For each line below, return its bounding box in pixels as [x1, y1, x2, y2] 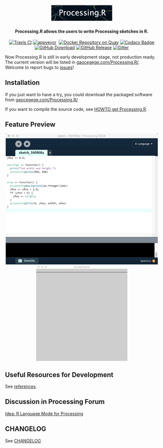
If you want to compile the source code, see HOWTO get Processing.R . [5, 106, 147, 112]
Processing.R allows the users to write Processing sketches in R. [15, 28, 149, 34]
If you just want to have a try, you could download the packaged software [5, 91, 152, 97]
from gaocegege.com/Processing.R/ [5, 97, 78, 103]
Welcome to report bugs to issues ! [5, 64, 74, 70]
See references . [5, 384, 37, 389]
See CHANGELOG [5, 438, 41, 444]
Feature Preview [5, 120, 56, 128]
